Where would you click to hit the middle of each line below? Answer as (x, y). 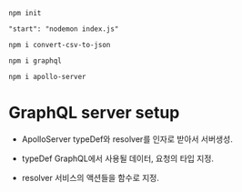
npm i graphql (35, 61)
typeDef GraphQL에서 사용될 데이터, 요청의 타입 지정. (118, 158)
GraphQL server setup (94, 113)
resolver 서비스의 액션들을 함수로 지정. (91, 177)
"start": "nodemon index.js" (64, 29)
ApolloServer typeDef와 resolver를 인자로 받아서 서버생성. (127, 139)
